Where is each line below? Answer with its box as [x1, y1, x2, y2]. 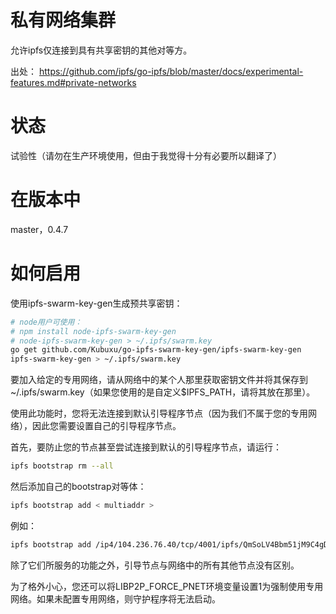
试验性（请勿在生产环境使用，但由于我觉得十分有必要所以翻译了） [10, 149, 282, 161]
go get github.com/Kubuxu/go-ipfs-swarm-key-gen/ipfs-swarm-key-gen [10, 345, 302, 355]
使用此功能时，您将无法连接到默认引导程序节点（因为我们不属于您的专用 [10, 407, 308, 420]
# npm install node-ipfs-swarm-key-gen [10, 326, 177, 336]
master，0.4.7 [10, 223, 69, 235]
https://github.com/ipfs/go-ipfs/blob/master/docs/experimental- [38, 65, 304, 77]
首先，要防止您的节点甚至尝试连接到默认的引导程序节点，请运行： [10, 441, 282, 453]
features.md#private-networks [10, 76, 137, 88]
